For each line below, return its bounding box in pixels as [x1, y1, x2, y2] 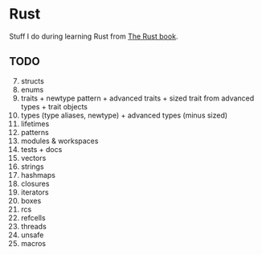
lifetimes [20, 118, 50, 129]
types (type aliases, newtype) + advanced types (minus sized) [20, 110, 228, 120]
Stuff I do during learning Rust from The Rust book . [9, 31, 178, 41]
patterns [20, 127, 49, 137]
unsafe [20, 230, 44, 240]
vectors [20, 153, 47, 162]
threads [20, 221, 47, 231]
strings [20, 162, 44, 171]
